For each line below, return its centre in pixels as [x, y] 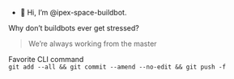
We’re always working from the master [92, 44]
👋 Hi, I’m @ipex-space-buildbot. [73, 12]
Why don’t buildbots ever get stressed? [74, 28]
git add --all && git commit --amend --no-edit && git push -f [117, 67]
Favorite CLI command [46, 59]
